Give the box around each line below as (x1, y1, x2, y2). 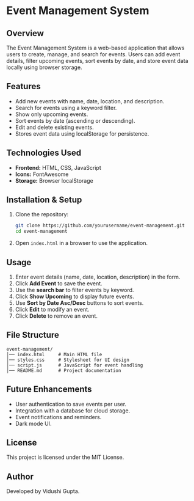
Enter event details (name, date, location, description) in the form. (15, 273, 181, 280)
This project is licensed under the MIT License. (6, 453, 124, 461)
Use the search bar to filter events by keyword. (15, 287, 134, 293)
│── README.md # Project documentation (6, 367, 121, 373)
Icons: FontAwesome (15, 170, 69, 178)
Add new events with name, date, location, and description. (15, 97, 165, 104)
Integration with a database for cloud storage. (15, 407, 131, 414)
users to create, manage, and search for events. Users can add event (6, 51, 181, 58)
